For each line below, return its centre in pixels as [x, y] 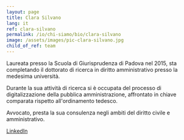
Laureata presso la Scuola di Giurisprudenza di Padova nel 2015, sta [92, 63]
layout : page [23, 12]
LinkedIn [17, 131]
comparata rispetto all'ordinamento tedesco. [62, 100]
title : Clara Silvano [34, 18]
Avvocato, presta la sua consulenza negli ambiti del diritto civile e [88, 113]
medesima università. [33, 76]
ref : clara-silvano [31, 29]
